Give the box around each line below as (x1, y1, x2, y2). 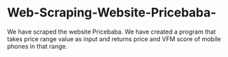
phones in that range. (7, 42, 68, 50)
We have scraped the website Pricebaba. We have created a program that (7, 27, 216, 36)
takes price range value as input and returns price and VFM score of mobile (7, 34, 221, 43)
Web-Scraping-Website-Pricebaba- (7, 5, 216, 21)
